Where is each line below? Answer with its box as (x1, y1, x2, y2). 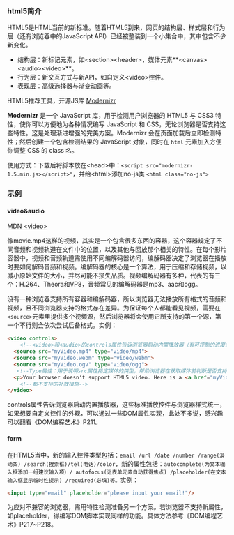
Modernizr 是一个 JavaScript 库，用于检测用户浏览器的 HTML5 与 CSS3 (7, 112, 214, 120)
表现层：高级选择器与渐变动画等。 (17, 82, 116, 90)
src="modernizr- (146, 163, 194, 169)
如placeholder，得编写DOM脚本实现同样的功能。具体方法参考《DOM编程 (7, 511, 217, 520)
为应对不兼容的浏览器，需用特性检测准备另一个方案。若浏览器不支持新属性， (7, 503, 227, 511)
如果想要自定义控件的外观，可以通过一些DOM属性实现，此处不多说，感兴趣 (7, 409, 224, 418)
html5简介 (7, 6, 42, 15)
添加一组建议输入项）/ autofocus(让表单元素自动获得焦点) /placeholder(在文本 (17, 469, 226, 476)
